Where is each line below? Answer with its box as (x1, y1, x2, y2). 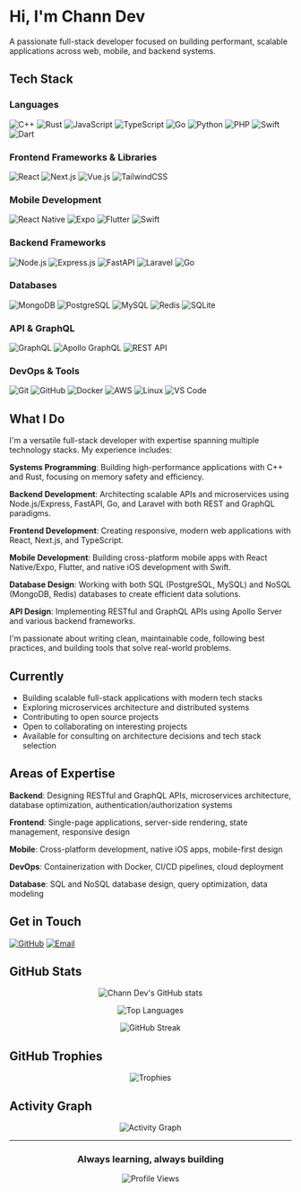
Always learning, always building (77, 1153, 224, 1166)
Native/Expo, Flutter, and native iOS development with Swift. (9, 562, 231, 573)
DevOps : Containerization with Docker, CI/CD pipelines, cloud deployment (9, 861, 284, 872)
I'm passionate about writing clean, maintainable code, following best (9, 633, 265, 644)
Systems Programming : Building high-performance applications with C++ (9, 462, 284, 473)
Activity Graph (9, 1098, 92, 1114)
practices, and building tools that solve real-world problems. (9, 643, 232, 653)
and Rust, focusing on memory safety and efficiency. (9, 471, 204, 482)
